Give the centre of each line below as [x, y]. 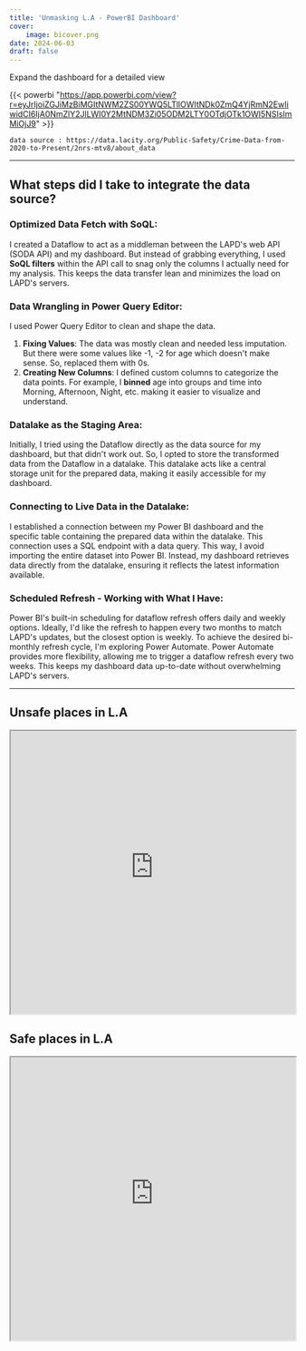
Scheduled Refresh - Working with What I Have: [116, 598]
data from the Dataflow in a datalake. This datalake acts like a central [138, 464]
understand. [45, 402]
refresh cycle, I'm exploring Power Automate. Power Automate [158, 646]
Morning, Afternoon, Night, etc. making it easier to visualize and [141, 392]
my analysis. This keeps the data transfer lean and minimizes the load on [145, 273]
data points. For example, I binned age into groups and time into [142, 383]
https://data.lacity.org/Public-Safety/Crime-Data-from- [176, 141]
